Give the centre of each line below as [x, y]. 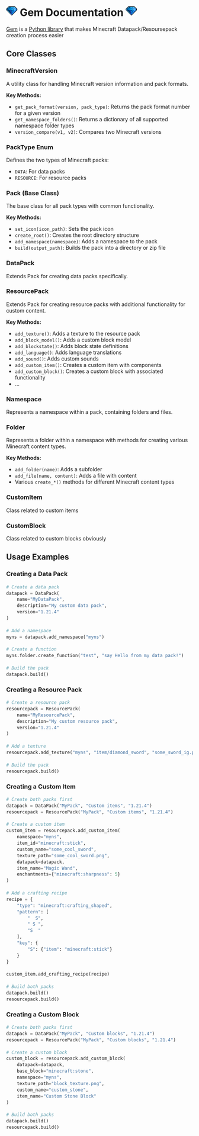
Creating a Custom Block [43, 1014]
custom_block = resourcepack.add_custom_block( [66, 1058]
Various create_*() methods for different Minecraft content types [94, 482]
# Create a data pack [33, 587]
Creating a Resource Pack [44, 690]
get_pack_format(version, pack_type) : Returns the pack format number [102, 107]
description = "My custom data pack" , [62, 606]
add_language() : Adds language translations [68, 352]
